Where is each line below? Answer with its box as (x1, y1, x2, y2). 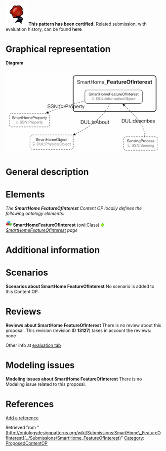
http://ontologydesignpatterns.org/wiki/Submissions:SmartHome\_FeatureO (7, 430, 161, 436)
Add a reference (5, 415, 39, 421)
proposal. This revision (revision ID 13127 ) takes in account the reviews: (5, 328, 152, 333)
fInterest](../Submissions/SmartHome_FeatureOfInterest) (5, 435, 122, 441)
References (5, 399, 54, 410)
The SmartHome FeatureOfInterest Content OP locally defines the (5, 205, 142, 211)
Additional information (5, 245, 100, 256)
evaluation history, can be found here (5, 26, 82, 32)
